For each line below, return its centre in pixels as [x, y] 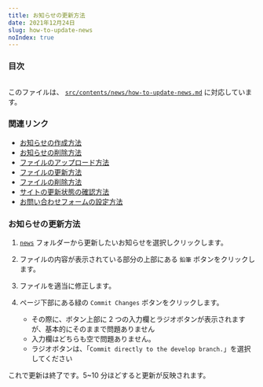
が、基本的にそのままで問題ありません [93, 329]
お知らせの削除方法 [51, 152]
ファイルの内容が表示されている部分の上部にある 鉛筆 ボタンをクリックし [137, 260]
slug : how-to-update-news [50, 30]
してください [52, 359]
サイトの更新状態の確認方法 [64, 192]
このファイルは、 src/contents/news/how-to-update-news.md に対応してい [127, 92]
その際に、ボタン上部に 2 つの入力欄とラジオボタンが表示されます [138, 319]
